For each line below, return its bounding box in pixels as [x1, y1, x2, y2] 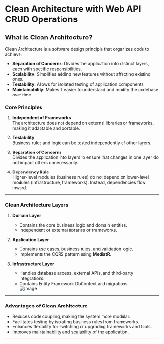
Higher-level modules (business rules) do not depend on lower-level [12, 174, 149, 180]
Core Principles [5, 104, 42, 111]
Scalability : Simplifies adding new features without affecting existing [12, 71, 151, 76]
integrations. [19, 275, 45, 281]
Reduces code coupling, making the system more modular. [12, 313, 131, 319]
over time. [12, 92, 33, 97]
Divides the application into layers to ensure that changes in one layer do [12, 154, 159, 160]
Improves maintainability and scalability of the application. [12, 329, 129, 335]
